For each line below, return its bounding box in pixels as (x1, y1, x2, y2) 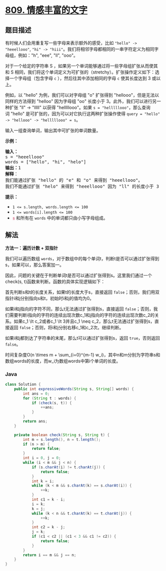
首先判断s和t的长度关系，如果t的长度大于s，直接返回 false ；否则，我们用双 (5, 289, 160, 295)
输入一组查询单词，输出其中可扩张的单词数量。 (5, 128, 101, 133)
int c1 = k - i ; (31, 497, 65, 502)
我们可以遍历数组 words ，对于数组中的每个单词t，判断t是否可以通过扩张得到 (5, 255, 160, 261)
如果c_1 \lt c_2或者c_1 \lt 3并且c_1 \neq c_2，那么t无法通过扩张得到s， (13, 318, 155, 324)
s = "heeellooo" (5, 154, 45, 159)
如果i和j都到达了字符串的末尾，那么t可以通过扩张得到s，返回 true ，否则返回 (5, 335, 160, 341)
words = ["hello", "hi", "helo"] (5, 159, 87, 164)
